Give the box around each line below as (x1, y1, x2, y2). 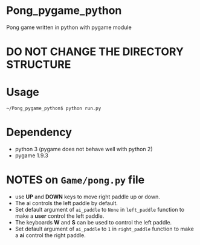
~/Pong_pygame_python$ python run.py (6, 105, 102, 112)
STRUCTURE (6, 58, 71, 71)
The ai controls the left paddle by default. (15, 199, 118, 206)
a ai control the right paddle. (15, 231, 86, 239)
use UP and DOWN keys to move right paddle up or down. (15, 193, 160, 200)
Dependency (6, 125, 73, 139)
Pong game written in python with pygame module (6, 24, 132, 31)
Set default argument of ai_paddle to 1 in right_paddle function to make (15, 225, 195, 232)
